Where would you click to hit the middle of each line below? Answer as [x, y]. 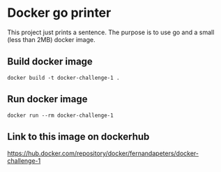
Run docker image [47, 99]
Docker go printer [59, 13]
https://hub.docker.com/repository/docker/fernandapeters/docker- [103, 153]
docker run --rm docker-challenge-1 [60, 115]
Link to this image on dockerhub [78, 137]
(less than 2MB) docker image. [51, 39]
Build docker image [50, 62]
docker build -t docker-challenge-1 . [63, 78]
